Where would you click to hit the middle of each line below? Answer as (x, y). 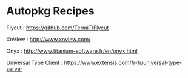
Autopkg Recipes (50, 11)
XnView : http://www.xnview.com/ (49, 39)
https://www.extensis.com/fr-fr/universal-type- (123, 62)
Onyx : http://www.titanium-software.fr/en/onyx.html (72, 51)
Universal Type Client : (35, 62)
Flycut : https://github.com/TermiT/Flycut (58, 28)
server (15, 69)
